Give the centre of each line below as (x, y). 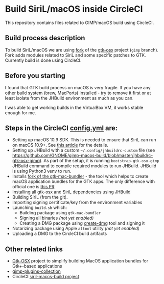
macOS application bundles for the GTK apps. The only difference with (83, 181)
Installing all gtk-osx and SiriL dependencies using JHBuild (71, 192)
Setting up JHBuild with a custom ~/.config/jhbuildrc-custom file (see (83, 150)
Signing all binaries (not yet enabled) (57, 218)
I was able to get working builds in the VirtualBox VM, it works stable (74, 107)
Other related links (34, 249)
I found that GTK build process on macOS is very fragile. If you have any (78, 87)
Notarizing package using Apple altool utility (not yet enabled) (76, 229)
